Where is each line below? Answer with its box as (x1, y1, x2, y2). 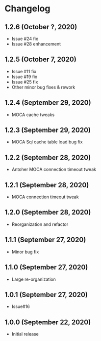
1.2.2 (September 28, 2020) (4, 153, 91, 162)
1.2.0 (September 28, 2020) (4, 208, 91, 216)
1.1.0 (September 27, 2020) (4, 263, 88, 272)
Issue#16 (11, 303, 30, 309)
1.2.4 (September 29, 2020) (4, 98, 91, 107)
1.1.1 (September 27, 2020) (4, 236, 86, 244)
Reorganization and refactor (11, 221, 69, 227)
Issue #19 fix (11, 74, 38, 80)
